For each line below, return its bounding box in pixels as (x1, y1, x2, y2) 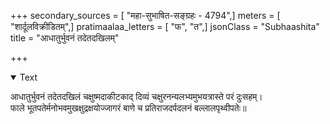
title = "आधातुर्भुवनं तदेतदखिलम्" (10, 32, 120, 44)
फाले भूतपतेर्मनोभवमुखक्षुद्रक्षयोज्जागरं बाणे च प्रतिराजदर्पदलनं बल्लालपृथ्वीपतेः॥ (10, 102, 247, 114)
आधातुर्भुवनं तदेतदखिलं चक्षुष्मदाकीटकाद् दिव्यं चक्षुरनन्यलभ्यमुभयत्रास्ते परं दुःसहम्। (10, 91, 263, 102)
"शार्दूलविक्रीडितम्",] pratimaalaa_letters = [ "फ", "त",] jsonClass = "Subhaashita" (10, 21, 320, 32)
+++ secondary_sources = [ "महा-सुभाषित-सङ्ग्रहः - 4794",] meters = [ (10, 10, 281, 21)
